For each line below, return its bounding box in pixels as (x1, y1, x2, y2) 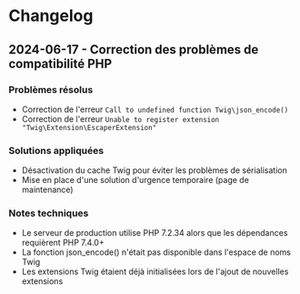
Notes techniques (8, 207, 89, 219)
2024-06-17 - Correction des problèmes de (8, 42, 259, 57)
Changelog (8, 5, 94, 26)
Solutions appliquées (8, 144, 105, 157)
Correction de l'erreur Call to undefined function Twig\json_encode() (21, 104, 289, 115)
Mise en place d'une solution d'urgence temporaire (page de (21, 175, 249, 186)
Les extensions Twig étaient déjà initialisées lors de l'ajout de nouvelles (21, 266, 289, 278)
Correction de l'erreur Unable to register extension (21, 113, 220, 124)
